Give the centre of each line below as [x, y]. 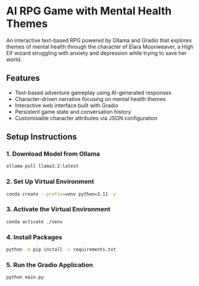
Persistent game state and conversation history [73, 111]
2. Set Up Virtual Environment [50, 182]
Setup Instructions [42, 137]
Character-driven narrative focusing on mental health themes [90, 99]
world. [14, 59]
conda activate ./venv [34, 222]
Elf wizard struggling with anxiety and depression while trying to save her [97, 53]
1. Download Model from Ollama [53, 154]
